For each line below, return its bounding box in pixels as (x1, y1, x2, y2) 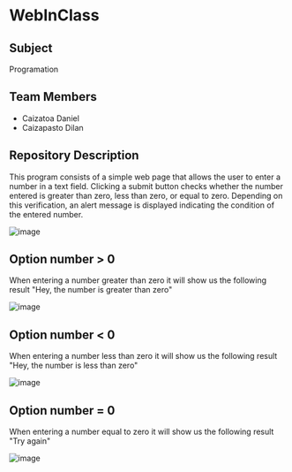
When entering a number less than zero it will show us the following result (9, 351, 278, 362)
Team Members (9, 89, 97, 104)
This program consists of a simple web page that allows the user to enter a (9, 171, 281, 182)
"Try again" (9, 436, 51, 446)
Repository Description (9, 148, 139, 164)
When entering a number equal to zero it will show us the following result (9, 426, 274, 438)
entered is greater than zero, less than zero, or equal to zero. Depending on (9, 190, 283, 201)
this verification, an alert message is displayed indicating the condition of (9, 200, 275, 210)
